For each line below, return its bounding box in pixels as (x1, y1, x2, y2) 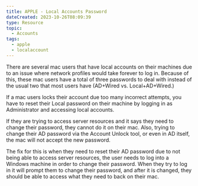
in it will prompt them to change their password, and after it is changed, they (6, 167, 192, 174)
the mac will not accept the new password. (6, 136, 111, 143)
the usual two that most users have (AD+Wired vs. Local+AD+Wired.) (6, 82, 174, 89)
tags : (6, 36, 20, 42)
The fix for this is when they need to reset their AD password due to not (6, 148, 180, 155)
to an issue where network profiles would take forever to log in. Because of (6, 69, 189, 77)
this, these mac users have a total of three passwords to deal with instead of (6, 76, 192, 83)
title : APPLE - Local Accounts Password (6, 8, 108, 15)
